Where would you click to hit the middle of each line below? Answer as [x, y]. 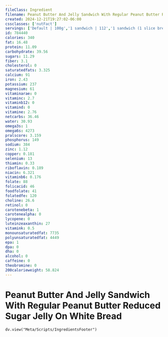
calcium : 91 [17, 75]
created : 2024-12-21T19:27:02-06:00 [43, 19]
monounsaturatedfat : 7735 [32, 233]
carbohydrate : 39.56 [27, 51]
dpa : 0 [12, 247]
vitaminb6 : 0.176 [23, 177]
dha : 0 [12, 251]
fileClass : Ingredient [29, 10]
